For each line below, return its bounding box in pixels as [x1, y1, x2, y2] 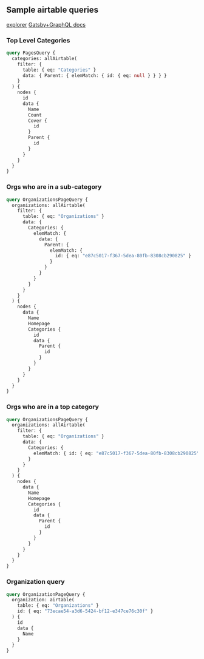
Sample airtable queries [6, 5, 99, 15]
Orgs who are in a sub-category [6, 183, 102, 191]
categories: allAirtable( [12, 55, 78, 61]
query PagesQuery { [6, 50, 56, 56]
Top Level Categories [6, 36, 70, 44]
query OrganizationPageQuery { [6, 591, 86, 597]
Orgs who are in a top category [6, 403, 99, 411]
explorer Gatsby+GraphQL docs [6, 21, 86, 28]
